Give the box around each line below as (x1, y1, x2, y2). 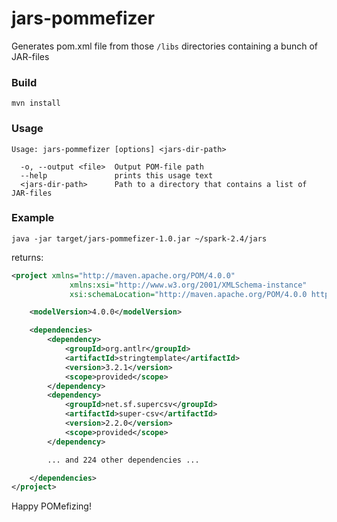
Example (11, 211, 55, 225)
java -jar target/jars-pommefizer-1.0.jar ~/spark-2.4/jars (11, 233, 268, 244)
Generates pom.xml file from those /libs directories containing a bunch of (11, 40, 318, 52)
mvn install (11, 98, 61, 109)
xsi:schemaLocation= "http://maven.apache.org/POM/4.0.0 (69, 289, 308, 299)
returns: (11, 251, 44, 263)
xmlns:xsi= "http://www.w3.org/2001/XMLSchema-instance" (69, 280, 308, 290)
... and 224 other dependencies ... (47, 455, 200, 465)
